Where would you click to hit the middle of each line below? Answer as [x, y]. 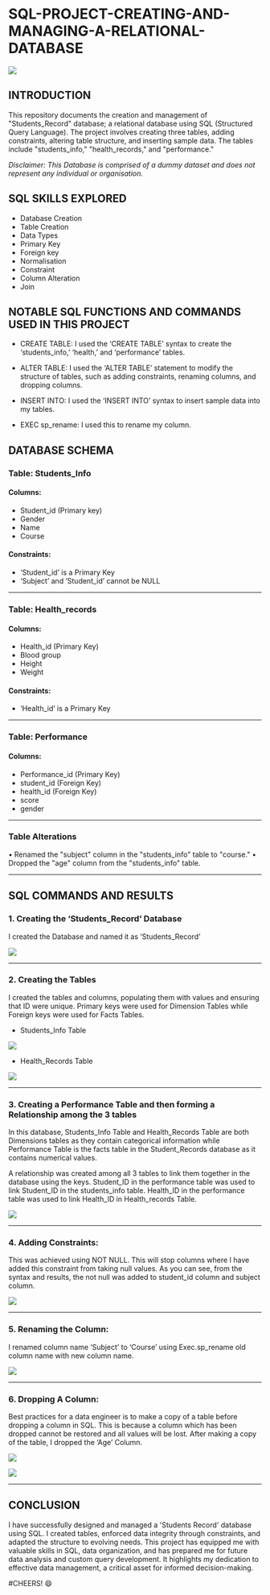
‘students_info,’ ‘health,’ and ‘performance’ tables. [102, 352]
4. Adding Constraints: [53, 1243]
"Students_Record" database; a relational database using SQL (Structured [131, 123]
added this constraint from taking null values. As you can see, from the [125, 1269]
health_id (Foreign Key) [58, 791]
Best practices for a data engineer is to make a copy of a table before [123, 1417]
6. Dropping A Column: [53, 1399]
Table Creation [44, 226]
